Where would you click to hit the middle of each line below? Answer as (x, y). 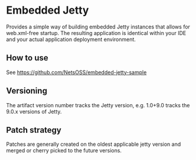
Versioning (27, 91)
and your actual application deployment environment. (71, 39)
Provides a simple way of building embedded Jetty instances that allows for (98, 27)
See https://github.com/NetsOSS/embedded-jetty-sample (76, 72)
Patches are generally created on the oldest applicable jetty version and (94, 144)
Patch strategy (34, 130)
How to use (27, 58)
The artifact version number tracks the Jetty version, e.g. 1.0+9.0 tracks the (98, 105)
